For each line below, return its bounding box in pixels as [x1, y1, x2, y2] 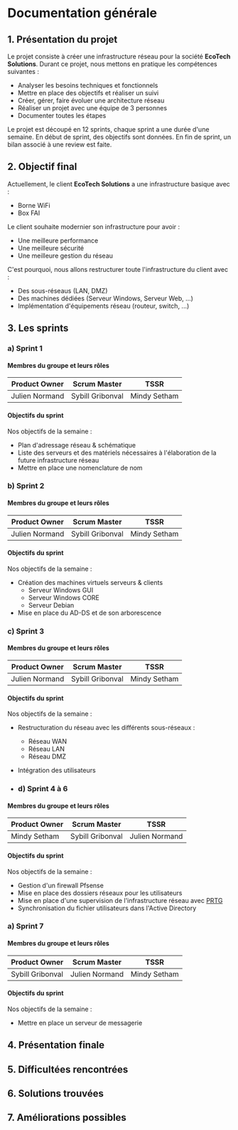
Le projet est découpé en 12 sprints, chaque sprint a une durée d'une [7, 125, 210, 133]
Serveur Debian [28, 601, 75, 609]
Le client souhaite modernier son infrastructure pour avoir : [7, 222, 180, 231]
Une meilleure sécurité [17, 243, 84, 252]
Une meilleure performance [17, 236, 99, 245]
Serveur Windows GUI [28, 586, 94, 594]
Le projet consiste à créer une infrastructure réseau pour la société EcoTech [7, 52, 231, 60]
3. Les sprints [7, 322, 69, 334]
